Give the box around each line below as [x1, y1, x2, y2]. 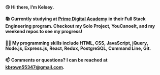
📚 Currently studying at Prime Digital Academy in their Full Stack [5, 16, 146, 22]
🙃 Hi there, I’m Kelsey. [5, 4, 54, 10]
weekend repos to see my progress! [5, 28, 83, 35]
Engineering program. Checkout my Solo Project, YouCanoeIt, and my [5, 23, 155, 29]
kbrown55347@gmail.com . [5, 64, 65, 70]
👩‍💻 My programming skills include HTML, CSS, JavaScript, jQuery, [5, 40, 148, 46]
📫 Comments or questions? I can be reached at [5, 57, 108, 63]
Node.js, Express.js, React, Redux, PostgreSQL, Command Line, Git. [5, 45, 151, 51]
